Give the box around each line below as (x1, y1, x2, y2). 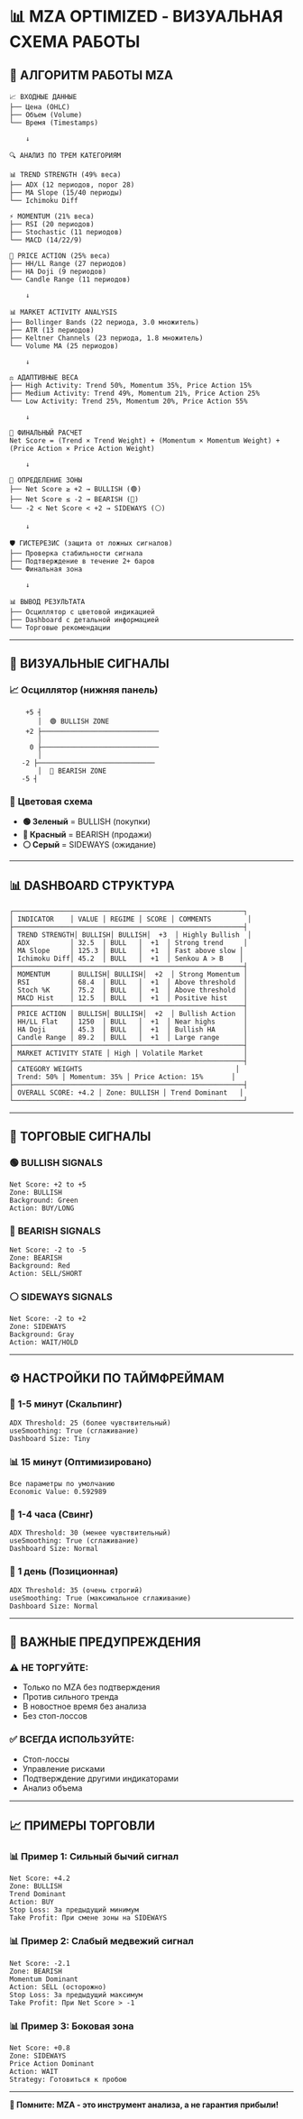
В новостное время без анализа (22, 1701, 147, 1712)
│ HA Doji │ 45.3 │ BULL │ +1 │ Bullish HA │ (9, 1024, 248, 1034)
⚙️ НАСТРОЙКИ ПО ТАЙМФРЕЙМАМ (9, 1371, 225, 1386)
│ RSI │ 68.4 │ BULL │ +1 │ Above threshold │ (9, 977, 248, 986)
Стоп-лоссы (22, 1754, 70, 1765)
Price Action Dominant (9, 2059, 95, 2069)
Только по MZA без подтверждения (22, 1682, 161, 1692)
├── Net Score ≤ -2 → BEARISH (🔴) (9, 495, 140, 504)
